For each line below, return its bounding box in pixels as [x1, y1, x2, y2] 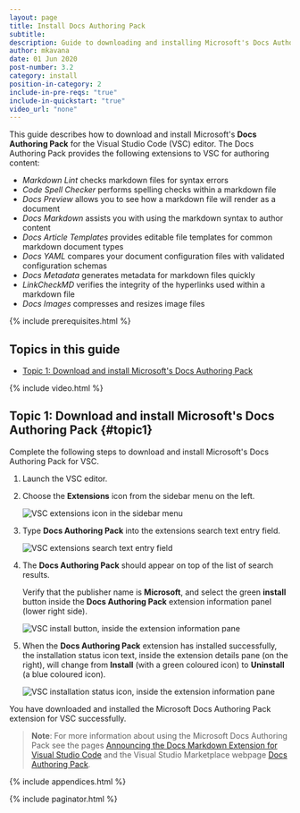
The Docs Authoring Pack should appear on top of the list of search [21, 560, 274, 571]
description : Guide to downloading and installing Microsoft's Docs [9, 38, 270, 47]
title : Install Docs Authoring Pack [9, 21, 146, 30]
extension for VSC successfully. [9, 713, 127, 724]
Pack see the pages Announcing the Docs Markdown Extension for [30, 740, 279, 750]
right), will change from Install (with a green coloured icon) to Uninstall [21, 659, 285, 670]
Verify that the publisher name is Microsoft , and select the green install [21, 587, 287, 597]
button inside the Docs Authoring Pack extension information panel [21, 596, 272, 606]
